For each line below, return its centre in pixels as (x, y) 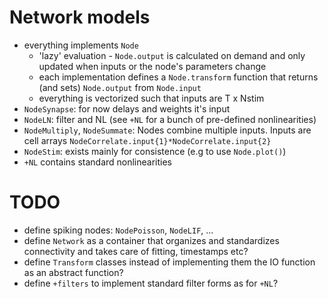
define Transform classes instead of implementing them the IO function (169, 262)
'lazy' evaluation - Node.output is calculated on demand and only (172, 55)
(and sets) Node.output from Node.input (120, 87)
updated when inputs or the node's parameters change (152, 66)
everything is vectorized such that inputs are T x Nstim (151, 98)
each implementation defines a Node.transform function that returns (178, 77)
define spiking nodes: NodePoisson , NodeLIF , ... (118, 230)
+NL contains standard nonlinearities (98, 162)
